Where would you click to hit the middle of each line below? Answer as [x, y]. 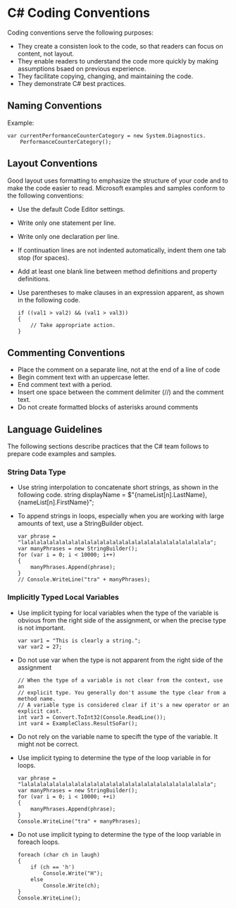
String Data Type [37, 472]
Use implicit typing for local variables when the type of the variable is [118, 613]
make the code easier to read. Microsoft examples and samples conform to [116, 188]
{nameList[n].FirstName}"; [56, 503]
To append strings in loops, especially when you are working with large [120, 516]
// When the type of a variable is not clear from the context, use [120, 680]
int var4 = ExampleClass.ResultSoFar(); [77, 723]
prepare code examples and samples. [62, 454]
